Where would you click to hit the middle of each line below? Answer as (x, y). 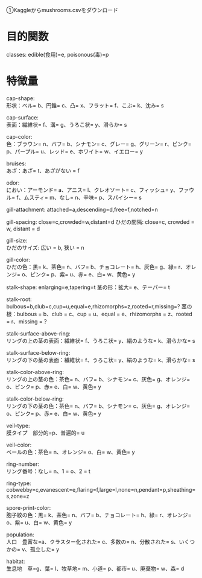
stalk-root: (19, 299)
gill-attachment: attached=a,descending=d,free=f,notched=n (82, 209)
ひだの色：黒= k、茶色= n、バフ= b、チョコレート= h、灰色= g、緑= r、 (96, 267)
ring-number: (23, 464)
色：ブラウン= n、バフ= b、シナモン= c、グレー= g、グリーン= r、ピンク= (99, 144)
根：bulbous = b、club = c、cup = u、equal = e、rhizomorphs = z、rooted (99, 314)
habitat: (16, 561)
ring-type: (19, 483)
